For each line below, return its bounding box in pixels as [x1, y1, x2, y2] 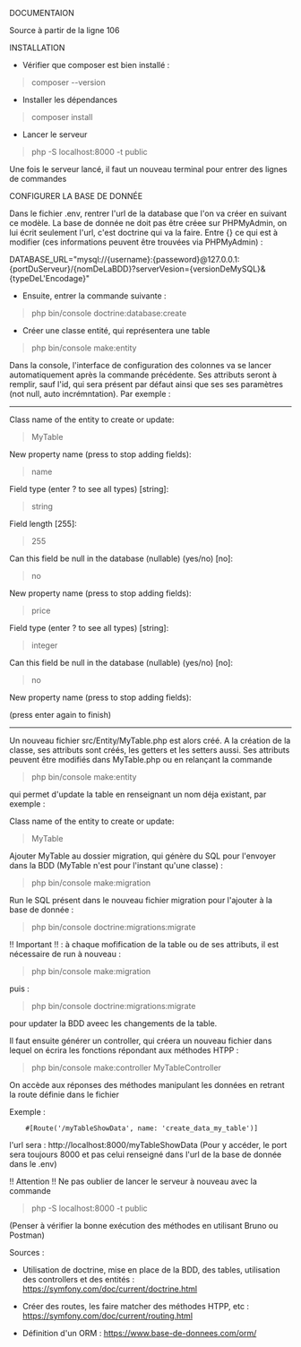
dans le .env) [9, 1159, 57, 1169]
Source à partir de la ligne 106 [9, 25, 120, 35]
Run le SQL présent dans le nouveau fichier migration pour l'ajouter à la [9, 895, 273, 905]
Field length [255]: [9, 519, 78, 529]
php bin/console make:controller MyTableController [30, 1062, 222, 1073]
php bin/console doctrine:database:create [30, 308, 187, 318]
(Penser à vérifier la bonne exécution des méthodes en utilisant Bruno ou [9, 1221, 279, 1230]
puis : [9, 983, 30, 994]
